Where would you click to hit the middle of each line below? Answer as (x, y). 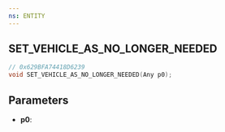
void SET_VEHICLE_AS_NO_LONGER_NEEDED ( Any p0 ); (91, 75)
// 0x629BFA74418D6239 (47, 67)
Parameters (39, 100)
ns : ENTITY (27, 16)
